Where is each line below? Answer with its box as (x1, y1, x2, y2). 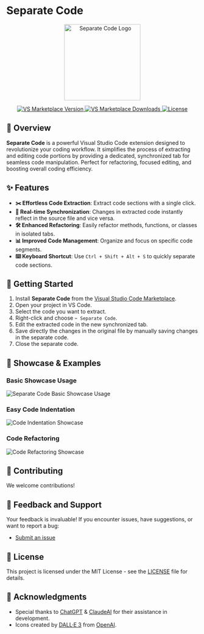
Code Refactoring (6, 434, 60, 443)
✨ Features (6, 183, 49, 193)
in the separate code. (15, 334, 69, 341)
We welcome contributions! (6, 482, 75, 489)
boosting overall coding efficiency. (6, 165, 93, 172)
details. (6, 574, 25, 582)
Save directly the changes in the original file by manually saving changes (15, 327, 198, 335)
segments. (15, 245, 42, 253)
